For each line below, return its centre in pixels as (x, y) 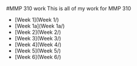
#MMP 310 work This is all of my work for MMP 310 (68, 8)
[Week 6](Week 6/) (38, 57)
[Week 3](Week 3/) (38, 38)
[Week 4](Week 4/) (38, 44)
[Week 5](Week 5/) (37, 51)
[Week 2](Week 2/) (38, 32)
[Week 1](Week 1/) (37, 20)
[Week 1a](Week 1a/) (40, 26)
